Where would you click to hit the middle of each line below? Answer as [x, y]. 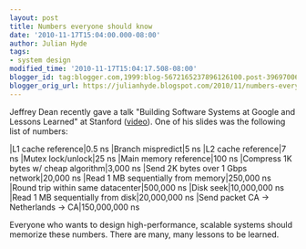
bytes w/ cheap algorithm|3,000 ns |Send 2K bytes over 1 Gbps [128, 168]
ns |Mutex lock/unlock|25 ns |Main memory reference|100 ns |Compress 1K [151, 158]
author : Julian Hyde [49, 43]
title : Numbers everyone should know [81, 26]
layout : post [34, 18]
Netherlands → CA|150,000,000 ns [75, 207]
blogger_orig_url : [44, 86]
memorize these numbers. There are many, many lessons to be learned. [144, 234]
